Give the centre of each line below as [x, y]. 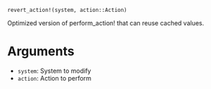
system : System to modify [54, 71]
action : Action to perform [54, 78]
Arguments [41, 52]
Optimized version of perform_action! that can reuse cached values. [106, 23]
